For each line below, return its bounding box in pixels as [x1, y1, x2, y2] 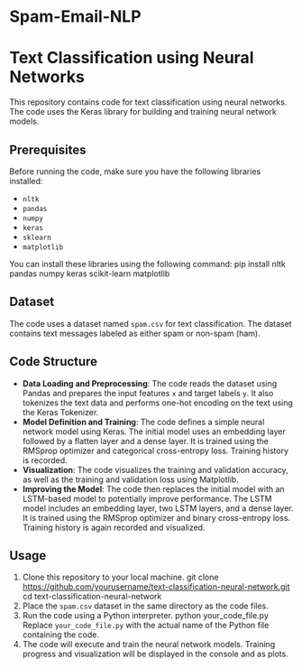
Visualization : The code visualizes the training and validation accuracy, [22, 464, 288, 475]
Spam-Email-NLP [9, 6, 142, 27]
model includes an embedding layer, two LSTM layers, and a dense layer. [22, 503, 295, 514]
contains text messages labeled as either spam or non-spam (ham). [9, 328, 261, 339]
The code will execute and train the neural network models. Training [22, 639, 276, 650]
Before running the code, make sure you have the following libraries [9, 165, 261, 177]
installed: [9, 175, 43, 186]
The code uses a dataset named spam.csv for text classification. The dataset [9, 318, 292, 329]
